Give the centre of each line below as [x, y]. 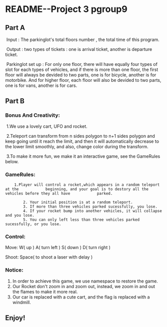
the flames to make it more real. [45, 292]
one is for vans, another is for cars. [41, 85]
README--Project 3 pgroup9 [66, 9]
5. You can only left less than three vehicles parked [81, 220]
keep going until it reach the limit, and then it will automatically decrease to [82, 141]
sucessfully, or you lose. [33, 224]
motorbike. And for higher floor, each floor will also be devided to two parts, [83, 80]
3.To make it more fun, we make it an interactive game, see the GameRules [83, 156]
